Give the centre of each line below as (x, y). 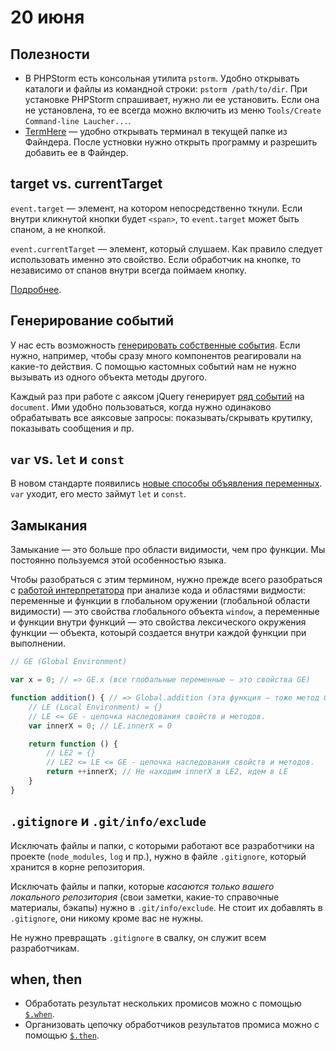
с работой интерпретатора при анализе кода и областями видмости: (158, 590)
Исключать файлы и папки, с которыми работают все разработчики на (162, 845)
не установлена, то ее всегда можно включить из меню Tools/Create (173, 110)
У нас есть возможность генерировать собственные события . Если (155, 345)
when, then (46, 979)
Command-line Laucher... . (78, 120)
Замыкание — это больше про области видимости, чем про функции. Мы (168, 550)
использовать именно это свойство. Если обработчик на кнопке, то (156, 259)
